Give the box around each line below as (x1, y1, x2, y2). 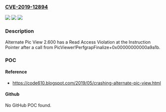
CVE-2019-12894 (5, 3, 48, 10)
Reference (5, 69, 27, 75)
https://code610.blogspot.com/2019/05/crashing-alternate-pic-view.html (12, 80, 161, 86)
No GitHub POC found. (5, 102, 52, 108)
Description (5, 28, 34, 35)
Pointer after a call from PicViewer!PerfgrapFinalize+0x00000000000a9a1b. (5, 44, 161, 50)
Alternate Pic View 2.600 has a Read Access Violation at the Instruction (5, 39, 151, 45)
